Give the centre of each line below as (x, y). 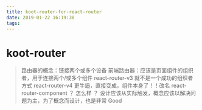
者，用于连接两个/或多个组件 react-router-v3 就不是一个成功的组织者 (107, 78)
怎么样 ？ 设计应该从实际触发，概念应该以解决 (133, 93)
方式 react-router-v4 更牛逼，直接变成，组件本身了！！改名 (96, 86)
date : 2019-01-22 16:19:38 (40, 18)
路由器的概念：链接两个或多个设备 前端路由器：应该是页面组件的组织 (107, 71)
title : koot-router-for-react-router (54, 12)
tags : (13, 23)
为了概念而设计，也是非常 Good (82, 101)
